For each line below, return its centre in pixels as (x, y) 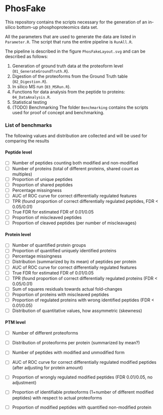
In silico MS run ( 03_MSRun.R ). (41, 86)
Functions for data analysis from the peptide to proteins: (69, 92)
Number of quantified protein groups (49, 245)
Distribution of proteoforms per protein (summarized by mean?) (76, 343)
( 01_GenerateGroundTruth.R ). (41, 71)
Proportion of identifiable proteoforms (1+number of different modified (83, 392)
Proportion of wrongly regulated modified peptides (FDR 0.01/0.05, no (82, 377)
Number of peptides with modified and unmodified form (68, 353)
